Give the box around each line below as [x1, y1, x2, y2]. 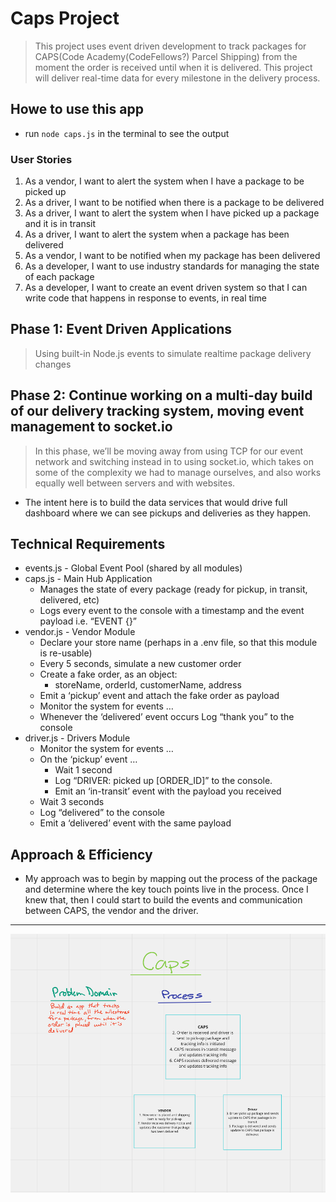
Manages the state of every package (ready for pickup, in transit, [39, 583, 308, 596]
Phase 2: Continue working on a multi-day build [10, 387, 313, 404]
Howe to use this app [10, 101, 144, 118]
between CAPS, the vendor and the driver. [24, 905, 199, 917]
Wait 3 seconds [39, 796, 105, 808]
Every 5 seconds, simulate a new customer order [39, 658, 242, 670]
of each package [24, 271, 95, 283]
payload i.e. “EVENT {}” [39, 615, 138, 627]
